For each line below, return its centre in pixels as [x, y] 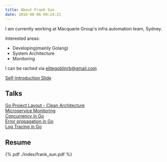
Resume [18, 142]
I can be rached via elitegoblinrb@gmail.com [51, 68]
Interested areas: [22, 38]
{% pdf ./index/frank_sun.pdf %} [39, 155]
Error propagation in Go [29, 121]
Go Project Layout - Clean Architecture [45, 106]
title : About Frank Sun [30, 10]
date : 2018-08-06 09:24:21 [33, 14]
